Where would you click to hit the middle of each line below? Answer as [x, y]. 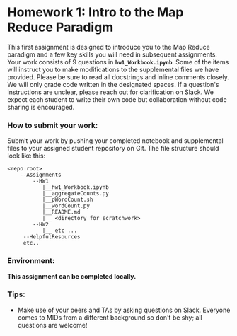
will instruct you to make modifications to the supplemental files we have [113, 69]
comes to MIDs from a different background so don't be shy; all [110, 317]
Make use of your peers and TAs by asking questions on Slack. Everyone [124, 310]
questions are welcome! [52, 325]
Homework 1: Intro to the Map [96, 12]
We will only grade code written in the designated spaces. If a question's [113, 84]
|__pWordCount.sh [68, 200]
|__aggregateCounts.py [76, 194]
